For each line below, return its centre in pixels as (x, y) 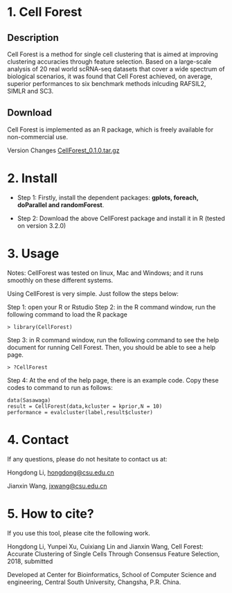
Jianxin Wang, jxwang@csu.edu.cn (57, 486)
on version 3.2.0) (42, 225)
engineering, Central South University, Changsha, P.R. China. (94, 582)
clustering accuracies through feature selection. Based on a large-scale (109, 62)
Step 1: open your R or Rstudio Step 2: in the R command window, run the (111, 307)
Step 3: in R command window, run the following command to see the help (113, 339)
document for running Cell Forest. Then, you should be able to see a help (111, 347)
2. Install (32, 178)
